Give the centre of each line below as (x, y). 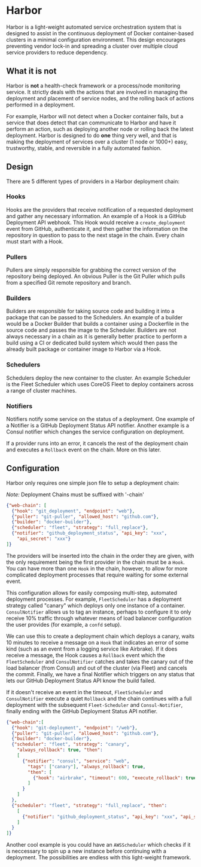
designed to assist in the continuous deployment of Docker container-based (100, 33)
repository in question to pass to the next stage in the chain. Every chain (95, 235)
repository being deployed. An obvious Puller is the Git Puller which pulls (96, 276)
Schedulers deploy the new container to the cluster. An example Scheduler (98, 378)
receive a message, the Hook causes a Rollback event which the (86, 655)
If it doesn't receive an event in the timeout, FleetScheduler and (85, 692)
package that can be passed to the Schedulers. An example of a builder (95, 318)
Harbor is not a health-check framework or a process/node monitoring (93, 86)
